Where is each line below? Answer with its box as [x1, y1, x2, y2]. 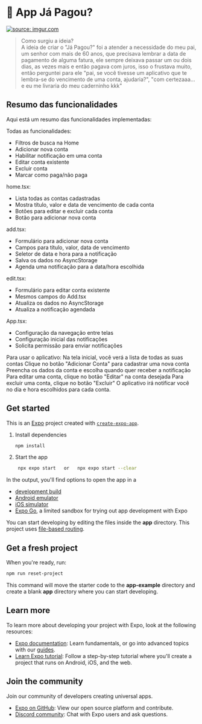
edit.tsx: [6, 274, 27, 282]
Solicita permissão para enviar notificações [14, 341, 122, 349]
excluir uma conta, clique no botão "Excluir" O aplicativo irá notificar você [6, 379, 189, 386]
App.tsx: [6, 317, 27, 325]
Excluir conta [14, 164, 48, 172]
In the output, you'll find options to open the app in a [6, 476, 137, 483]
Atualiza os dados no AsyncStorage [14, 299, 104, 306]
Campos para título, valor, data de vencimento [14, 244, 130, 251]
